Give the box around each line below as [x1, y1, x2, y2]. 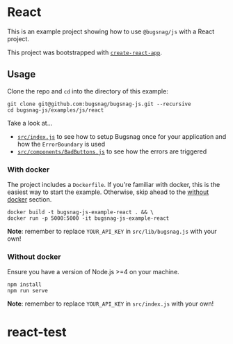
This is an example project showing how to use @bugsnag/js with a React [7, 27, 215, 36]
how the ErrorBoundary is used [17, 140, 106, 148]
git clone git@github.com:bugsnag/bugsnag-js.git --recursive [7, 100, 191, 107]
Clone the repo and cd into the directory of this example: [7, 87, 168, 95]
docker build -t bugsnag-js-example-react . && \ [7, 209, 154, 216]
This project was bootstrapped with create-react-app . [7, 48, 162, 57]
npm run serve [7, 287, 49, 294]
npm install [7, 281, 42, 288]
